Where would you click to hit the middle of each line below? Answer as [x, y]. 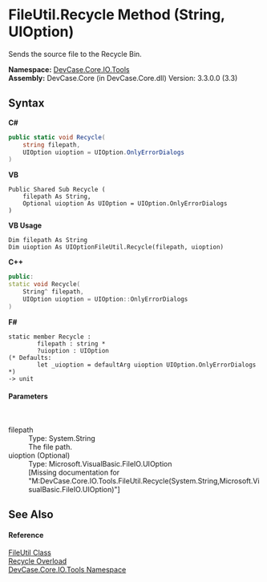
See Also [31, 515]
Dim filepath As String [48, 240]
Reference [26, 535]
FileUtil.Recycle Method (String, [117, 15]
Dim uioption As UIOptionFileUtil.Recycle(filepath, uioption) [116, 247]
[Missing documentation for [74, 472]
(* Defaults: [30, 358]
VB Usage [25, 225]
